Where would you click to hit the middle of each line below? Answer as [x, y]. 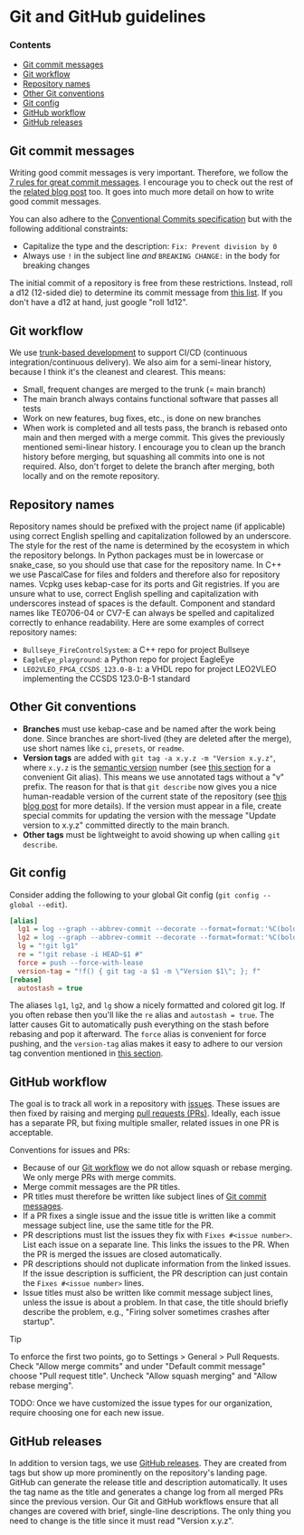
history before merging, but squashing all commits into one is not [143, 457]
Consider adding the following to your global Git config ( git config [134, 895]
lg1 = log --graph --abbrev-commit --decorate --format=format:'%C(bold [157, 929]
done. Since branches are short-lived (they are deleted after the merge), [157, 738]
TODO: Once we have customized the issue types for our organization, [141, 1403]
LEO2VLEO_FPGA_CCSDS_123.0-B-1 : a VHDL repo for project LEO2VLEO [150, 668]
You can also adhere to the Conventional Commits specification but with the [151, 219]
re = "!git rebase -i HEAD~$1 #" [81, 955]
